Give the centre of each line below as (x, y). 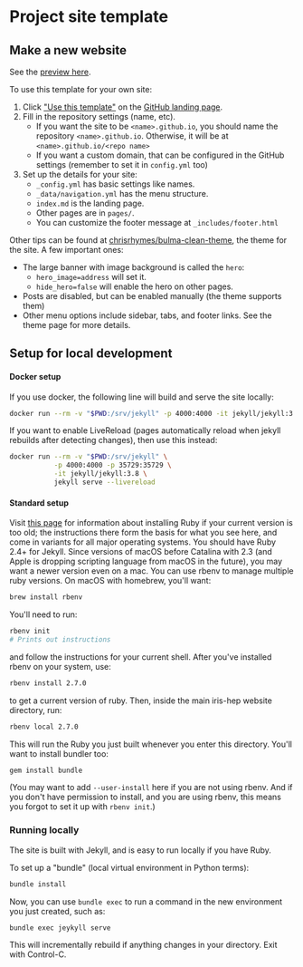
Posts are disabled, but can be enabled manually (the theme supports (152, 296)
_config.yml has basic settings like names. (115, 184)
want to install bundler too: (59, 753)
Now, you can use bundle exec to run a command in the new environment (146, 901)
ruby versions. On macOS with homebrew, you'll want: (110, 581)
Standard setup (39, 503)
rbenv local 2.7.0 (44, 727)
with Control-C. (38, 954)
